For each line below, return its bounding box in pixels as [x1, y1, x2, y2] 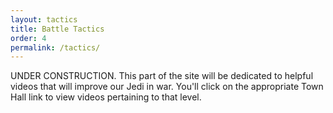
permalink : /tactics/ [10, 42, 101, 53]
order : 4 [10, 33, 47, 43]
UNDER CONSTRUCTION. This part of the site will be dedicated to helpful [10, 70, 314, 82]
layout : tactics [10, 14, 78, 25]
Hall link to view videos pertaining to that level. [10, 91, 202, 103]
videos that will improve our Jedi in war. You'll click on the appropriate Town [10, 81, 324, 93]
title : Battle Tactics [10, 24, 105, 34]
